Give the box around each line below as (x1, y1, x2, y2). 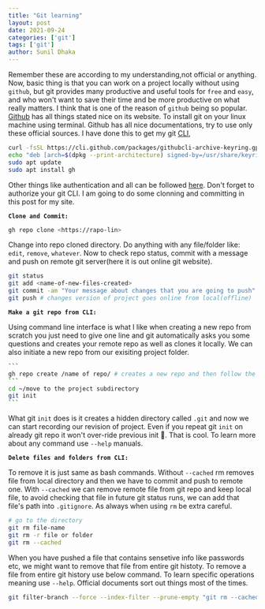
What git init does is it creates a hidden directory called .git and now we (8, 413, 249, 423)
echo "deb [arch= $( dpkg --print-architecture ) (8, 151, 164, 159)
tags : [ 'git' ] (8, 41, 55, 49)
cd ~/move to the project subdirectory (8, 384, 140, 393)
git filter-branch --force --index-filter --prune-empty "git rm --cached (8, 593, 259, 601)
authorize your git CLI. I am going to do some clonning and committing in (8, 189, 244, 198)
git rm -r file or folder (8, 531, 93, 539)
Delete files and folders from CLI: (8, 454, 129, 462)
